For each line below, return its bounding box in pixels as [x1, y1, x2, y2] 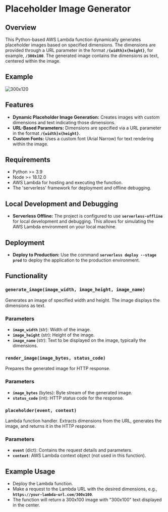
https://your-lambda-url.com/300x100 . [12, 491, 93, 497]
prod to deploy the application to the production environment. [12, 257, 140, 263]
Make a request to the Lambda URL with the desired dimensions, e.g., [12, 486, 157, 492]
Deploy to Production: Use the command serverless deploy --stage [12, 252, 156, 258]
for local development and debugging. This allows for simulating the [12, 218, 154, 225]
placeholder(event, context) [5, 407, 77, 413]
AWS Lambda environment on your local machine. [12, 224, 117, 230]
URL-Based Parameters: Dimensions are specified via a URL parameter [12, 125, 161, 131]
